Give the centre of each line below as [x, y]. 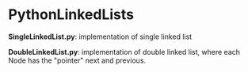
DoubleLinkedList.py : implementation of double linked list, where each [124, 52]
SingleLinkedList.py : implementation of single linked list [100, 36]
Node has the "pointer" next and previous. [77, 60]
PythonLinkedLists [71, 15]
